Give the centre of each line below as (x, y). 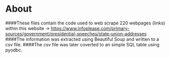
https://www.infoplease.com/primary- (90, 28)
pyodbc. (14, 50)
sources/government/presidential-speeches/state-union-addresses (76, 34)
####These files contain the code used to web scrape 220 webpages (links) (85, 23)
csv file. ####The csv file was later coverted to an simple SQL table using (82, 44)
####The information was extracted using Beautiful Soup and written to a (82, 39)
